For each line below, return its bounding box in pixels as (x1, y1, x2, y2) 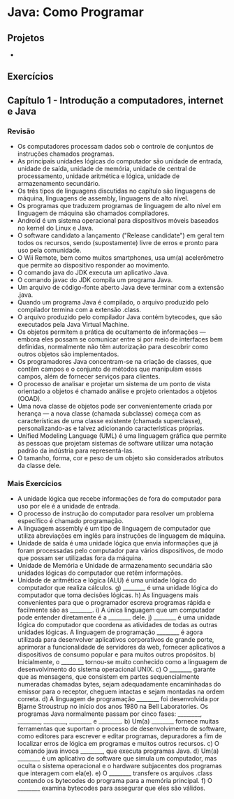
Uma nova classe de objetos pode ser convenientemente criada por (17, 402, 213, 411)
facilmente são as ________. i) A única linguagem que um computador (17, 606, 215, 615)
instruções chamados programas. (17, 149, 115, 158)
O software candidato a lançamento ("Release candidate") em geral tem (17, 231, 225, 240)
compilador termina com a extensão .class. (17, 305, 142, 314)
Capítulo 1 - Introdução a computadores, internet (7, 94, 224, 106)
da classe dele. (17, 462, 61, 470)
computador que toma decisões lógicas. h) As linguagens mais (17, 591, 199, 599)
